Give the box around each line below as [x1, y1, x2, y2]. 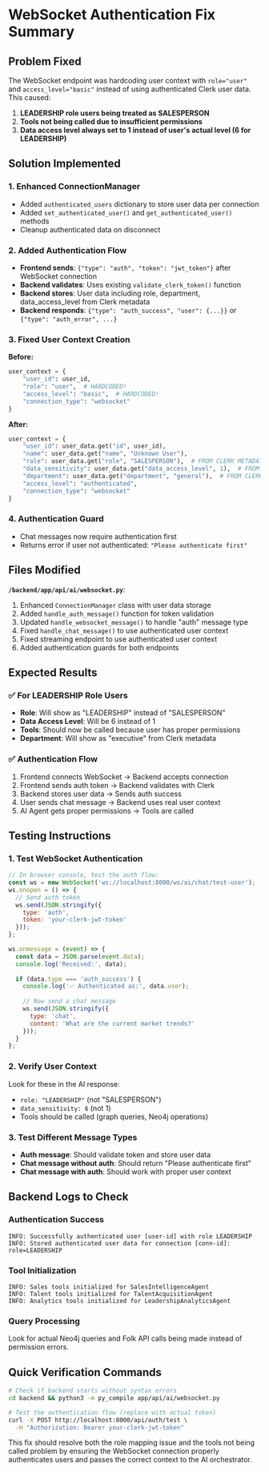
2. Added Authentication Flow [8, 244, 127, 255]
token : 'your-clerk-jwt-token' [22, 915, 127, 924]
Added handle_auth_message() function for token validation [19, 609, 215, 618]
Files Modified [8, 563, 82, 577]
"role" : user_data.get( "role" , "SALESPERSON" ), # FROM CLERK [22, 457, 235, 465]
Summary [8, 22, 74, 41]
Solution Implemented [8, 157, 122, 171]
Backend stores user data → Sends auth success [19, 789, 182, 798]
